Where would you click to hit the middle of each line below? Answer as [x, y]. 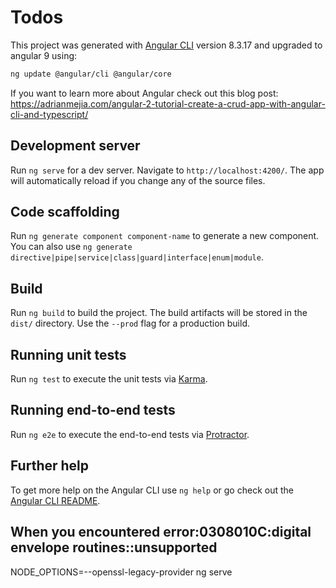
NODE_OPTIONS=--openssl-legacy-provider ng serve [121, 572]
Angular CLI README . [55, 500]
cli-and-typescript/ [49, 114]
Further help [50, 466]
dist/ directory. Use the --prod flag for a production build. [130, 323]
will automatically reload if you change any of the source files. [138, 180]
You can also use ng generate [71, 247]
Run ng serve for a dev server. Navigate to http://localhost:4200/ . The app [167, 170]
